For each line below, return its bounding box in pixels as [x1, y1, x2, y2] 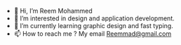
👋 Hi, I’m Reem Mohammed [13, 7, 93, 15]
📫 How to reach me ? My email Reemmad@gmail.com [13, 30, 172, 38]
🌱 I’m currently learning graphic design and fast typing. [13, 22, 173, 30]
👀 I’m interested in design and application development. [13, 14, 175, 22]
